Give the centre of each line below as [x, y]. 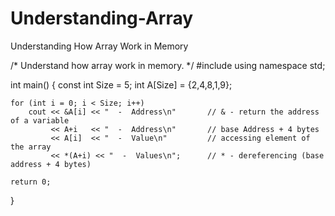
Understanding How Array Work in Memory [99, 46]
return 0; [31, 182]
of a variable [40, 120]
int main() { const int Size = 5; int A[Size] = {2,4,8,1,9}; [121, 84]
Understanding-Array [102, 18]
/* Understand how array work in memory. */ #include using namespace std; [168, 65]
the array [31, 147]
